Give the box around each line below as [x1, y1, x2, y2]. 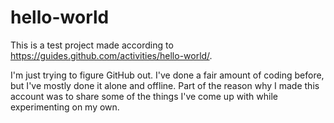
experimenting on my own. [10, 101, 120, 113]
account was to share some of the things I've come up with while [10, 90, 278, 102]
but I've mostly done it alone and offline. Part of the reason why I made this [10, 79, 320, 91]
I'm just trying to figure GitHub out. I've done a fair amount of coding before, [10, 69, 325, 81]
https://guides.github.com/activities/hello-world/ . [10, 49, 213, 61]
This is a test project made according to [10, 39, 174, 51]
